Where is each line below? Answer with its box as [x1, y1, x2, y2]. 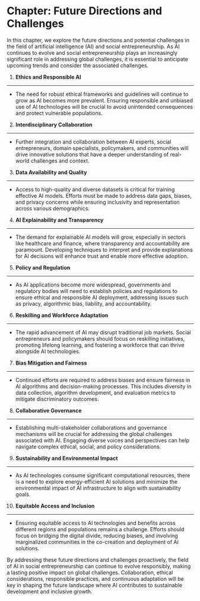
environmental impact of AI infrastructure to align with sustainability [15, 484, 182, 491]
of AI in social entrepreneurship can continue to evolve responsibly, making [7, 562, 191, 569]
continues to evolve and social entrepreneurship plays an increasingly [7, 49, 177, 56]
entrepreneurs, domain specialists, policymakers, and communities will [15, 144, 189, 151]
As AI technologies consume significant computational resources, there [15, 472, 191, 479]
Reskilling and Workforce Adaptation [15, 312, 109, 319]
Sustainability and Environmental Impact [15, 454, 118, 462]
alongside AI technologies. [15, 347, 81, 355]
